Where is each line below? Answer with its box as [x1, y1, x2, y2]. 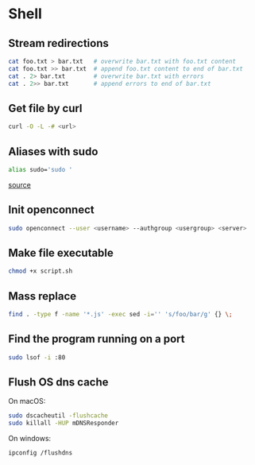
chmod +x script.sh [8, 267, 73, 275]
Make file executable [8, 246, 114, 259]
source [8, 180, 32, 189]
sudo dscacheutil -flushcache [8, 412, 109, 420]
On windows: [8, 434, 52, 444]
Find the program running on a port [8, 332, 185, 346]
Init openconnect [8, 203, 95, 217]
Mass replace [8, 289, 77, 303]
